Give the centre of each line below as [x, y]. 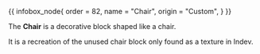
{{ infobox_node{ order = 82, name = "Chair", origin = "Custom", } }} [120, 11]
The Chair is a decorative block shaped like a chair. [92, 26]
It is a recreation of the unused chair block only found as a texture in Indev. [131, 41]
